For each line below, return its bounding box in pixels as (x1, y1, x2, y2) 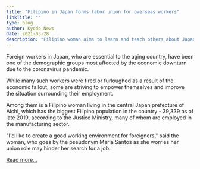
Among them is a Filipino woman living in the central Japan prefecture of (6, 102, 185, 108)
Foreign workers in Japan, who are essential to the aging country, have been (6, 53, 194, 60)
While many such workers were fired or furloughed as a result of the (6, 77, 174, 84)
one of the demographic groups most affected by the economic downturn (6, 59, 187, 66)
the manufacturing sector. (6, 121, 70, 127)
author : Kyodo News (6, 25, 55, 32)
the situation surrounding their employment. (6, 90, 114, 97)
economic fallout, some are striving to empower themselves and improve (6, 84, 185, 90)
